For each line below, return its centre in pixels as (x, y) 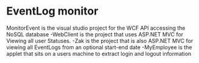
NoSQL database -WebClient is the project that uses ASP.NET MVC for (95, 34)
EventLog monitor (52, 11)
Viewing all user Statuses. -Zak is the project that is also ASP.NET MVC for (100, 41)
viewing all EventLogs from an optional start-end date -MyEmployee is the (99, 47)
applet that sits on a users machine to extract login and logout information (99, 53)
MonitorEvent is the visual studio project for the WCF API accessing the (96, 28)
